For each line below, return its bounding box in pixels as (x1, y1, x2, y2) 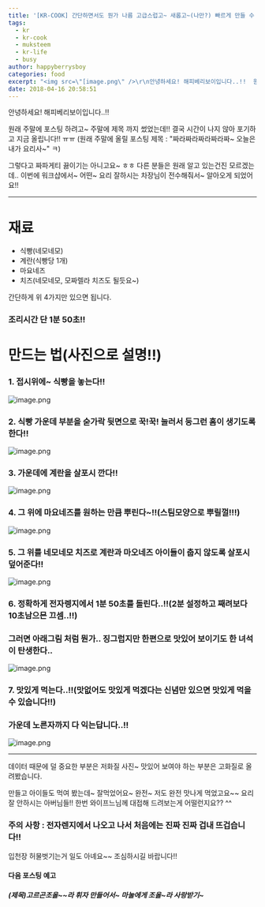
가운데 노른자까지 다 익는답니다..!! (8, 719, 129, 730)
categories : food (8, 70, 65, 78)
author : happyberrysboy (8, 63, 87, 71)
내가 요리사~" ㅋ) (8, 144, 62, 154)
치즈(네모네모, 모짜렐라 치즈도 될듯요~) (19, 275, 140, 285)
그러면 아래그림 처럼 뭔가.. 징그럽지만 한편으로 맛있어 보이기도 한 (8, 633, 237, 644)
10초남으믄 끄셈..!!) (8, 609, 78, 620)
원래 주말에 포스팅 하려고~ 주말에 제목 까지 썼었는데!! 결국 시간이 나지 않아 (8, 124, 235, 134)
